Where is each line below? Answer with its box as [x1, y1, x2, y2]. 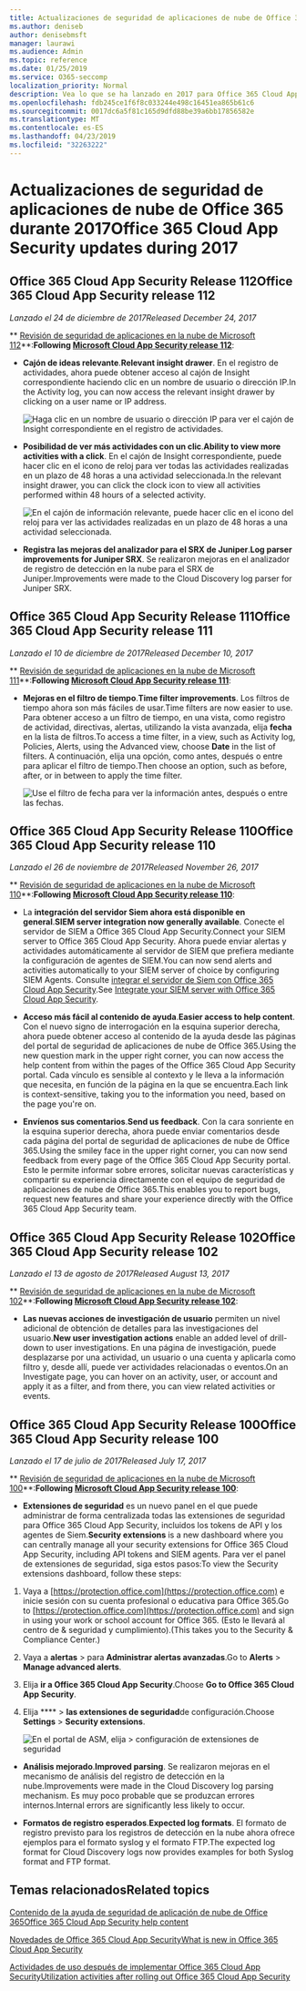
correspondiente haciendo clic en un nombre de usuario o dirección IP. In [22, 376, 296, 387]
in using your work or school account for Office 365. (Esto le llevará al [22, 1615, 285, 1626]
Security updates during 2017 [9, 238, 239, 258]
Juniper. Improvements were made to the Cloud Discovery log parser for [22, 573, 293, 584]
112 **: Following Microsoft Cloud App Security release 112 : [9, 339, 235, 351]
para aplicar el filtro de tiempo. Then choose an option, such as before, [22, 760, 288, 771]
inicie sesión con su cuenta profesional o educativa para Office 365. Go [22, 1596, 290, 1606]
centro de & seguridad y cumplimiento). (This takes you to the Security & [22, 1625, 293, 1635]
